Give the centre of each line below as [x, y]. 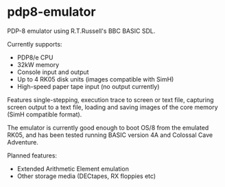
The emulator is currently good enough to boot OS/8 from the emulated [108, 127]
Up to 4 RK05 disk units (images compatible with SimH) [95, 79]
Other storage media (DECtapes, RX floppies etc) [86, 176]
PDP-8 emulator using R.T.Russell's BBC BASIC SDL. [81, 31]
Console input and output [53, 72]
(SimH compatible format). [45, 114]
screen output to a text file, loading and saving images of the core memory [113, 107]
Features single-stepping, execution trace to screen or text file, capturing [110, 99]
